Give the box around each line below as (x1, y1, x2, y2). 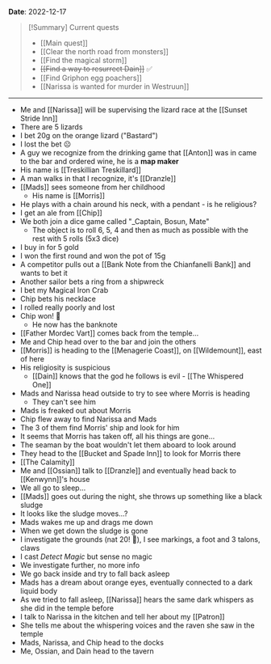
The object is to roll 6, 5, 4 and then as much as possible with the (31, 226, 248, 235)
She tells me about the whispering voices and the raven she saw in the (19, 620, 256, 630)
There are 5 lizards (19, 122, 83, 132)
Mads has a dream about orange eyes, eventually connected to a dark (19, 577, 253, 587)
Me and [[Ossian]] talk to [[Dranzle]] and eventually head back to (19, 466, 236, 476)
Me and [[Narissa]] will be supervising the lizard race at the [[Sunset (19, 105, 248, 114)
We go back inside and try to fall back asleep (19, 569, 170, 578)
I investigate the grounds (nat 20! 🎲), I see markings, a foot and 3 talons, (19, 535, 261, 544)
